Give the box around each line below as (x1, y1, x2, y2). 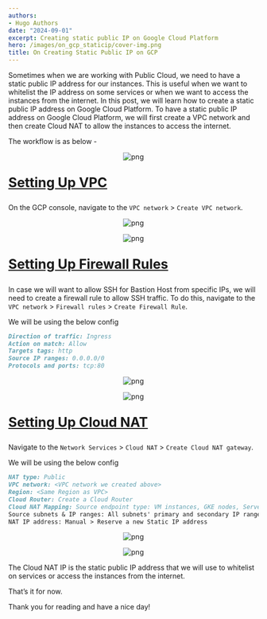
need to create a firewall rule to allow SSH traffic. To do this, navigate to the (8, 293, 256, 302)
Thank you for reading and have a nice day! (8, 602, 151, 612)
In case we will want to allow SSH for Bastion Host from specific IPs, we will (8, 284, 256, 294)
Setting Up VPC (8, 173, 108, 191)
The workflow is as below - (8, 137, 98, 146)
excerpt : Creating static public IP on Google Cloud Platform (8, 33, 219, 42)
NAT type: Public (8, 473, 66, 481)
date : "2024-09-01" (8, 26, 73, 34)
